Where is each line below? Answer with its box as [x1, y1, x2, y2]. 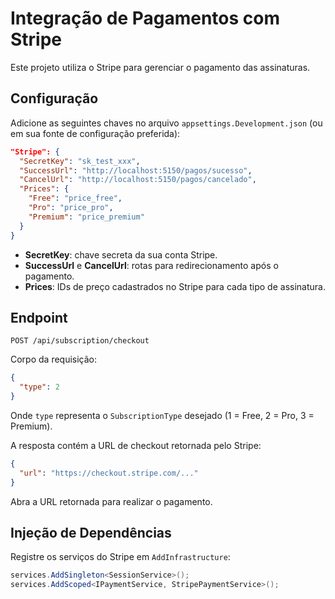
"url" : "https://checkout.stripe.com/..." [19, 468, 199, 478]
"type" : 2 [19, 382, 60, 392]
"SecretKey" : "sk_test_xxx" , [19, 156, 141, 166]
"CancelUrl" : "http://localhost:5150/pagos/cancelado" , [19, 175, 257, 185]
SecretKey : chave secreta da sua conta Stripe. [24, 248, 218, 261]
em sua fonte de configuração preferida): [10, 127, 181, 139]
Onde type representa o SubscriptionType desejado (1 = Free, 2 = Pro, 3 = [10, 409, 315, 421]
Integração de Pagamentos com [10, 7, 281, 30]
